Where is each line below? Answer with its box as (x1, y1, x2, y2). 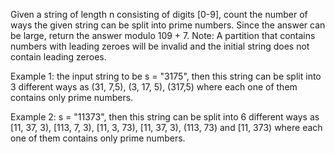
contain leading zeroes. (10, 51, 107, 63)
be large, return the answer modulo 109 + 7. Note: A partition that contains (10, 30, 316, 41)
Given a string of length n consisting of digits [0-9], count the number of (10, 9, 308, 20)
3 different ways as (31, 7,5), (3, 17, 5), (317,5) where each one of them (10, 81, 298, 93)
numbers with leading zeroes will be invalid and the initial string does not (10, 40, 310, 52)
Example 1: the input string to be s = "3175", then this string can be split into (10, 70, 322, 82)
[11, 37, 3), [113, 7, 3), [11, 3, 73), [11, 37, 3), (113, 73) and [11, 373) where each (10, 122, 323, 133)
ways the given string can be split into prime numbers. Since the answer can (10, 19, 326, 31)
